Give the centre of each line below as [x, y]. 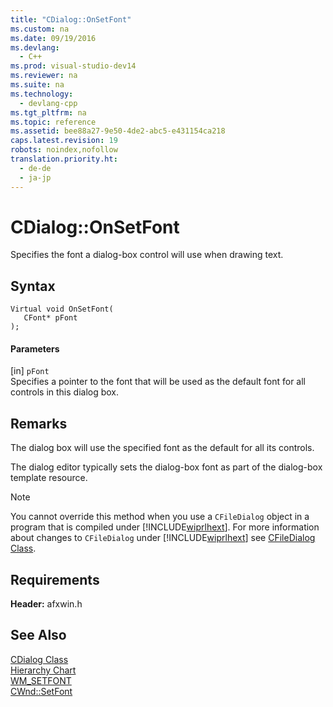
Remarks [39, 423]
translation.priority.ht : [64, 159]
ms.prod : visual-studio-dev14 [73, 66]
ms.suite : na [37, 85]
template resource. [49, 478]
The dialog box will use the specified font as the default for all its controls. [162, 448]
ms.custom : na [40, 29]
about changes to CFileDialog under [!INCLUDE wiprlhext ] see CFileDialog [163, 538]
